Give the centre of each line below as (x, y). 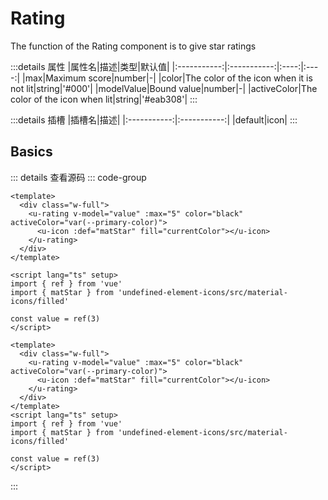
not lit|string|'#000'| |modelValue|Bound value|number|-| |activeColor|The (164, 88)
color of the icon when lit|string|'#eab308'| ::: (104, 99)
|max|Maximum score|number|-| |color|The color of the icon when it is (167, 78)
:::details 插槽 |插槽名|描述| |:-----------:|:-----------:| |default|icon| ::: (154, 119)
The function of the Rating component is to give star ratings (133, 46)
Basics (31, 152)
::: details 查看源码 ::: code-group (78, 177)
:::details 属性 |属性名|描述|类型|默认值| (90, 66)
